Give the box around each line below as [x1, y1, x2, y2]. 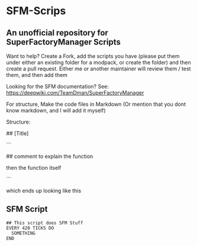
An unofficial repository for [6, 28, 108, 38]
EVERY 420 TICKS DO [6, 225, 54, 231]
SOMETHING [11, 230, 35, 236]
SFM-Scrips [6, 4, 66, 18]
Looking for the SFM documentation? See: [6, 83, 109, 90]
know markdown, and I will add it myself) [6, 107, 106, 114]
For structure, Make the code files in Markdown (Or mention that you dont [6, 101, 186, 108]
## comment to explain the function [6, 153, 93, 160]
